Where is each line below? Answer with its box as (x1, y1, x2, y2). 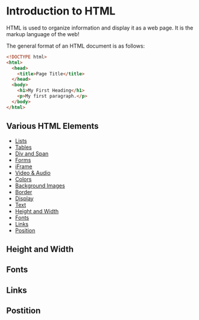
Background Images (14, 182, 65, 189)
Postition (6, 306, 41, 316)
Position (14, 227, 36, 234)
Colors (14, 175, 32, 183)
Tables (14, 143, 32, 151)
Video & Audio (14, 169, 51, 176)
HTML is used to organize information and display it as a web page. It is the (6, 24, 194, 31)
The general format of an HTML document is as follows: (6, 42, 145, 49)
